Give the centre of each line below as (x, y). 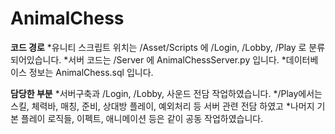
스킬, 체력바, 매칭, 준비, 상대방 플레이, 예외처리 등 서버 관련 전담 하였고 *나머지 (162, 106)
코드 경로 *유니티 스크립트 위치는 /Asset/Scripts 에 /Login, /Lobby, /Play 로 (158, 47)
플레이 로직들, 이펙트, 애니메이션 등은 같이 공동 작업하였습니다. (142, 118)
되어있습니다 (35, 59)
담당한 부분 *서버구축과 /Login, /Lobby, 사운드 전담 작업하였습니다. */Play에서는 (166, 93)
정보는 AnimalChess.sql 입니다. (91, 72)
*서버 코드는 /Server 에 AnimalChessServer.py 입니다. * (175, 59)
